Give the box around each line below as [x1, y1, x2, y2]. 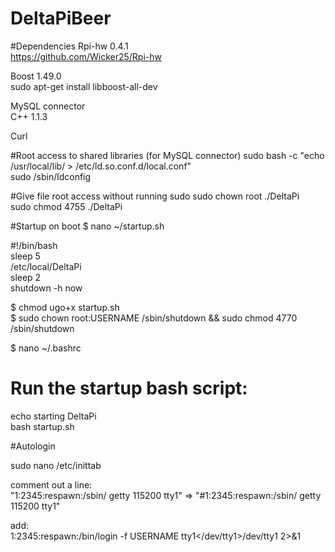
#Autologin [10, 440, 56, 452]
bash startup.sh [10, 420, 75, 432]
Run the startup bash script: [10, 377, 248, 400]
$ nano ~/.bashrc [10, 342, 82, 354]
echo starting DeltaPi [10, 410, 97, 422]
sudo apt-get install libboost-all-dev [10, 80, 158, 92]
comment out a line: [10, 478, 93, 491]
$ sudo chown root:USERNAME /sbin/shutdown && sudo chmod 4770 [10, 312, 298, 324]
